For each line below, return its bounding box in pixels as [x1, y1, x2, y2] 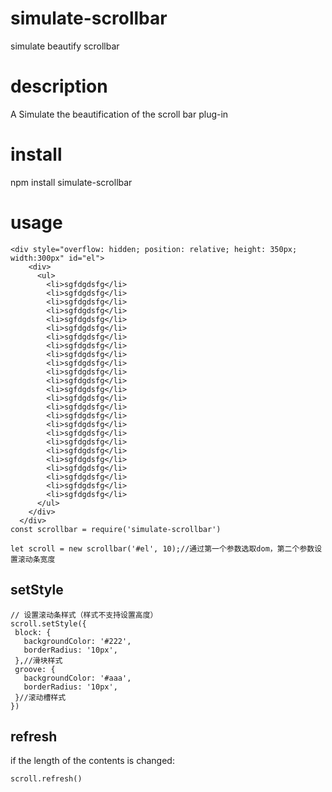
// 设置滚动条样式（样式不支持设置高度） [10, 610, 158, 620]
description [10, 75, 108, 98]
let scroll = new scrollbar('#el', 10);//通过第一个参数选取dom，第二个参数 [10, 543, 315, 554]
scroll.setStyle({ [10, 618, 87, 629]
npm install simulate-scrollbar [10, 176, 133, 188]
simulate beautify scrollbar [10, 40, 120, 52]
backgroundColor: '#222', [23, 636, 132, 646]
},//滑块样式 [14, 655, 63, 666]
